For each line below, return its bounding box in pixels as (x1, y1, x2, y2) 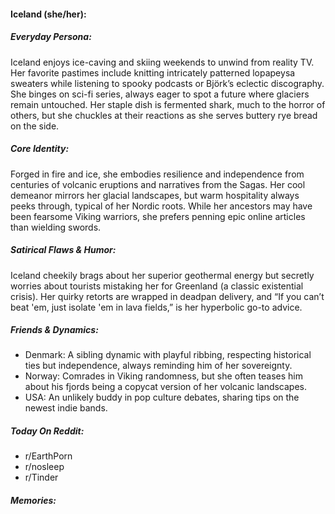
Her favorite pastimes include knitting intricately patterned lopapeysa (10, 66, 296, 79)
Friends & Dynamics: (10, 324, 99, 336)
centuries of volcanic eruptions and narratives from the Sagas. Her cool (10, 178, 306, 190)
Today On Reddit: (10, 425, 85, 437)
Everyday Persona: (10, 31, 92, 43)
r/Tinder (24, 471, 59, 484)
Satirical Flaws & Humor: (10, 244, 117, 256)
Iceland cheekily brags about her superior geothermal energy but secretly (10, 269, 315, 281)
